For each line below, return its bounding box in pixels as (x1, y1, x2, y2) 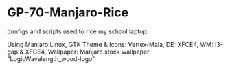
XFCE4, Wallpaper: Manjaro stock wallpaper (25, 48, 150, 56)
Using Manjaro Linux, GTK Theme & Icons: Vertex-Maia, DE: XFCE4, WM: (7, 40, 214, 48)
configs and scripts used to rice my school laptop (7, 27, 148, 35)
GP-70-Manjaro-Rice (7, 5, 129, 20)
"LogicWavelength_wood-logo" (7, 54, 95, 63)
